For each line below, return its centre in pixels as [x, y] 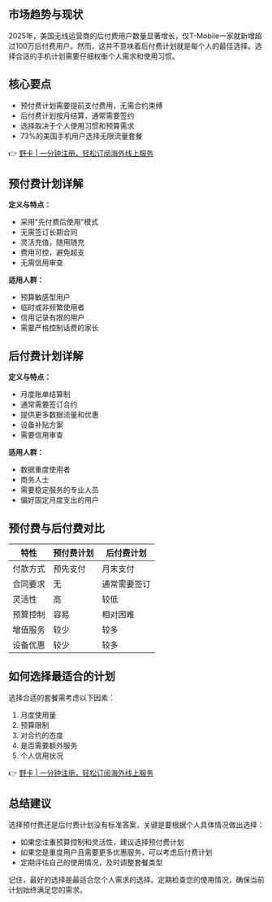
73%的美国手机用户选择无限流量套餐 [81, 136]
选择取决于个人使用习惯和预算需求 [77, 125]
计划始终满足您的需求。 [47, 890]
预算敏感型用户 [45, 297]
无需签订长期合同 [49, 232]
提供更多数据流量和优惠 [59, 415]
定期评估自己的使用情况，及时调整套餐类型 [91, 862]
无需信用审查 [41, 263]
